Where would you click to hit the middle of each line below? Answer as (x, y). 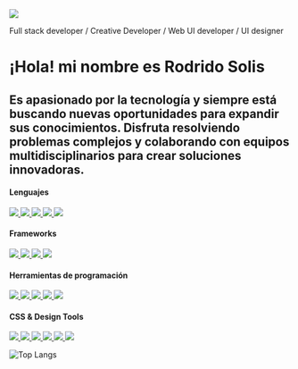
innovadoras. (47, 169)
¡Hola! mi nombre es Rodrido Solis (137, 67)
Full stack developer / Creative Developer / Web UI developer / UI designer (146, 31)
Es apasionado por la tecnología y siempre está (143, 100)
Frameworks (33, 234)
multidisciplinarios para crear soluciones (125, 155)
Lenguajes (29, 192)
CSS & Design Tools (46, 316)
